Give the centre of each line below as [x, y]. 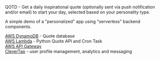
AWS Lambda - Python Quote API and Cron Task [54, 41]
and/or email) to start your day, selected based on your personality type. [78, 12]
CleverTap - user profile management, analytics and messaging [69, 51]
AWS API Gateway [23, 46]
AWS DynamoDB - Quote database [40, 36]
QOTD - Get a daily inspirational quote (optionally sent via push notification [80, 7]
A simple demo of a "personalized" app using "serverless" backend [73, 22]
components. [18, 27]
